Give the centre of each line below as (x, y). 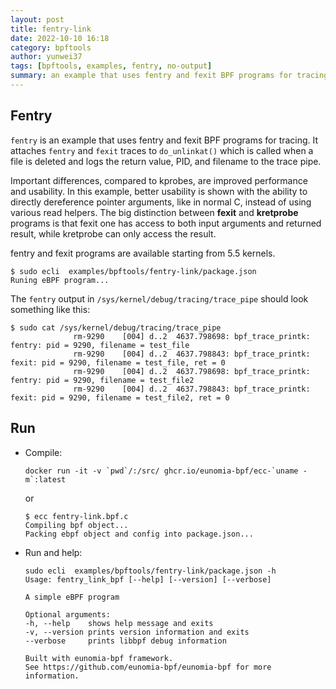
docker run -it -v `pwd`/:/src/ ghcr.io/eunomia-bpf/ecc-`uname (161, 471)
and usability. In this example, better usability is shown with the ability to (159, 191)
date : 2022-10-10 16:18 (60, 38)
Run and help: (53, 552)
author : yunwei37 (46, 57)
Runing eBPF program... (60, 280)
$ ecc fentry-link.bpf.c (76, 516)
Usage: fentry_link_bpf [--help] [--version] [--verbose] (148, 579)
